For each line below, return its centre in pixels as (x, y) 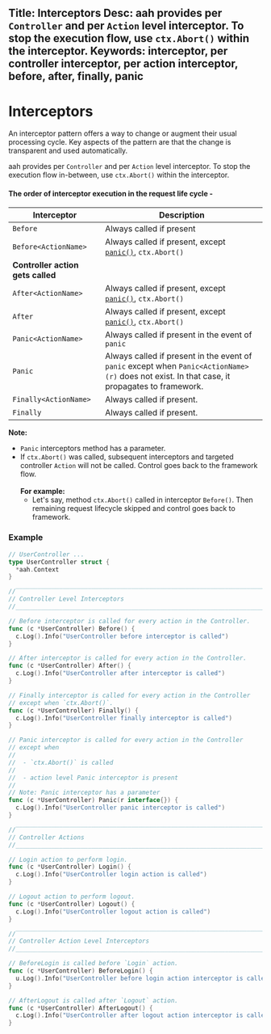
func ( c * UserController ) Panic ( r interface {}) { (94, 800)
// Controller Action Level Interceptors (79, 941)
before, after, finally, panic (76, 76)
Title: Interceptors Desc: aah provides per (115, 13)
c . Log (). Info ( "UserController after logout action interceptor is (129, 1015)
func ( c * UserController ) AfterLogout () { (81, 1008)
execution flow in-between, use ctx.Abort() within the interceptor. (119, 175)
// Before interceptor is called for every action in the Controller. (129, 621)
